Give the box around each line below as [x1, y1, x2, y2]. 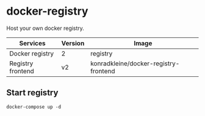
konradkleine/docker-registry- [90, 59, 180, 68]
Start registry [6, 87, 59, 98]
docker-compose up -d [6, 104, 62, 110]
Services [19, 38, 46, 47]
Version [61, 38, 85, 47]
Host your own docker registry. [6, 24, 84, 32]
